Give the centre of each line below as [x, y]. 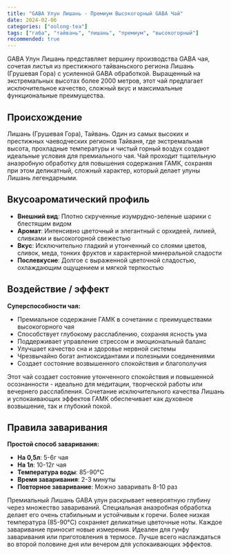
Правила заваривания [58, 428]
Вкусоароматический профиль [78, 200]
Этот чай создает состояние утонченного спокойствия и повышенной [110, 376]
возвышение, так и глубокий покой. [60, 406]
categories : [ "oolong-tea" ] [48, 26]
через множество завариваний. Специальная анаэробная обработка [109, 507]
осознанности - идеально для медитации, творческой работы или [105, 384]
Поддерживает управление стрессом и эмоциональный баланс [112, 341]
